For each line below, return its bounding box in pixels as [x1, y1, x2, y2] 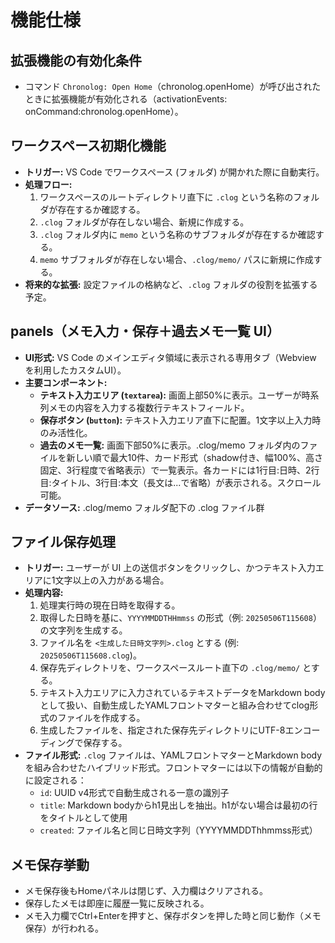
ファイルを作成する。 [57, 712, 146, 724]
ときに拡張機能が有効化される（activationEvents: [24, 93, 228, 105]
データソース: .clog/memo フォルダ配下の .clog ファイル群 [24, 501, 265, 513]
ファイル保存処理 [10, 534, 116, 551]
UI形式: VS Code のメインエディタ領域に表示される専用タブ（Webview [24, 351, 317, 363]
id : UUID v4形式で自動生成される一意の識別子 [39, 787, 230, 799]
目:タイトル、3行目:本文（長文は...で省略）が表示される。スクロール [39, 476, 322, 488]
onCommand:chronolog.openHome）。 [24, 106, 184, 117]
